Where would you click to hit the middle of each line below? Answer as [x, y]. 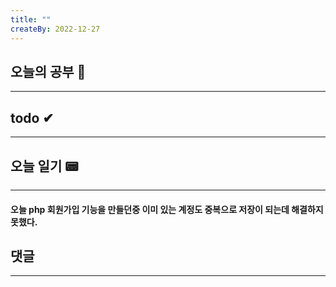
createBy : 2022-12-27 [55, 29]
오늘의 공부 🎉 [48, 71]
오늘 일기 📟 [44, 166]
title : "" [31, 19]
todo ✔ [32, 117]
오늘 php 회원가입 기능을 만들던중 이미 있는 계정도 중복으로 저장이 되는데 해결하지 [167, 209]
